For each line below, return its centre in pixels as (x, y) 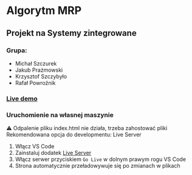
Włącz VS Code (35, 146)
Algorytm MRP (44, 11)
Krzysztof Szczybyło (41, 76)
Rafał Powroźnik (35, 83)
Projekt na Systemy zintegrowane (71, 33)
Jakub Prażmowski (39, 70)
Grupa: (17, 50)
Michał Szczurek (36, 63)
